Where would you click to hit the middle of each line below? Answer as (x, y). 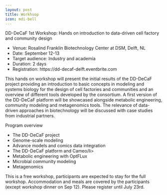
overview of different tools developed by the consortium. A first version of (81, 95)
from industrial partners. (30, 116)
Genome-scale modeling (38, 140)
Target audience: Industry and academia (54, 59)
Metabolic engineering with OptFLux (50, 156)
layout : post (19, 10)
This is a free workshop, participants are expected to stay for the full (76, 177)
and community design (29, 38)
